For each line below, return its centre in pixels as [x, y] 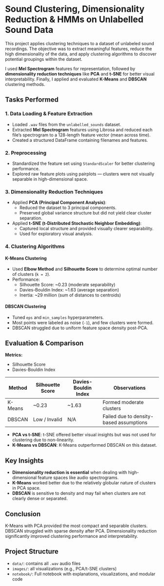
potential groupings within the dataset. [44, 59]
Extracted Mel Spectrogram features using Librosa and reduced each [82, 130]
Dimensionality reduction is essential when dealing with [70, 473]
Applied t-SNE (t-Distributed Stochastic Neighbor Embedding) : [77, 223]
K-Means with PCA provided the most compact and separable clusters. [76, 526]
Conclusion [23, 514]
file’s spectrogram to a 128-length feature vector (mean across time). [81, 135]
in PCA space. [26, 488]
